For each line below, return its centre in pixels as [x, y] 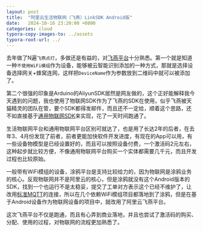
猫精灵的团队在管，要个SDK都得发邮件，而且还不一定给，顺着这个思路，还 [99, 108]
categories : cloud [29, 29]
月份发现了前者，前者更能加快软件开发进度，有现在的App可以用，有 [108, 136]
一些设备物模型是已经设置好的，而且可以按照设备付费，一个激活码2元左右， [101, 144]
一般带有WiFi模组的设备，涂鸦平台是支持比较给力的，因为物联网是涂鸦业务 [99, 172]
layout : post [23, 12]
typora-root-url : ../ [34, 40]
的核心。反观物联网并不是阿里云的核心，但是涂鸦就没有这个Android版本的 [98, 179]
